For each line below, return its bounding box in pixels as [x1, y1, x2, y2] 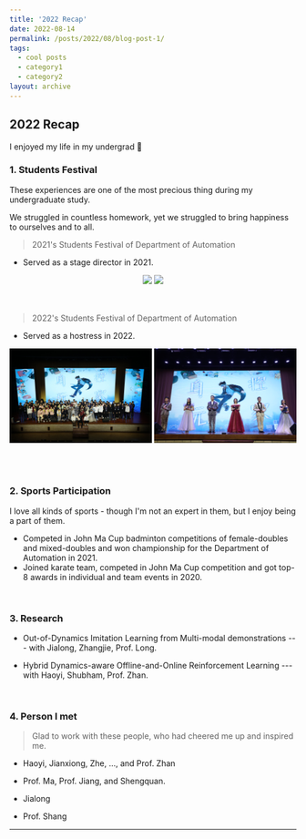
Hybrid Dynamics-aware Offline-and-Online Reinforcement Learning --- [22, 660, 293, 670]
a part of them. [9, 515, 66, 526]
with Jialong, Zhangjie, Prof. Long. [28, 642, 158, 653]
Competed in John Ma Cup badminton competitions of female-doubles [22, 533, 289, 544]
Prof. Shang [22, 811, 67, 822]
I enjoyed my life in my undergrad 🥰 [9, 141, 143, 152]
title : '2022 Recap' [9, 15, 88, 24]
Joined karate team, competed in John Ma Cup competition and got [22, 561, 278, 573]
